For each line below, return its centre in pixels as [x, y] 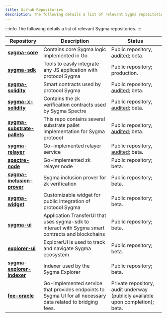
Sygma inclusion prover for [75, 177]
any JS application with [71, 70]
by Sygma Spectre [65, 111]
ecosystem [56, 254]
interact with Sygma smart [74, 228]
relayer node [58, 166]
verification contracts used [75, 105]
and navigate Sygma [67, 248]
